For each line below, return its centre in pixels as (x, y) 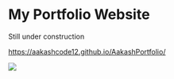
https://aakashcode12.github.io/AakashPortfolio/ (87, 51)
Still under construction (46, 36)
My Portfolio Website (79, 15)
